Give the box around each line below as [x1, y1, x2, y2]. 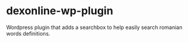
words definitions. [6, 30, 51, 37]
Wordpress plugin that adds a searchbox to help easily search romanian [6, 24, 183, 31]
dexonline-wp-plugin [6, 4, 113, 18]
